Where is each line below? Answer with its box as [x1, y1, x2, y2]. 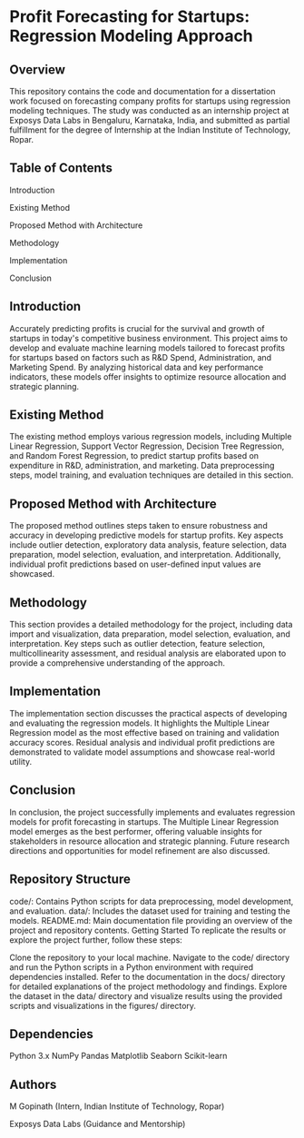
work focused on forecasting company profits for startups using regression [9, 95, 290, 106]
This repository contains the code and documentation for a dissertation [9, 86, 276, 96]
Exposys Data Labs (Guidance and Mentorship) [9, 1119, 186, 1130]
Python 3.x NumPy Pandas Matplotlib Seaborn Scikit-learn [9, 1051, 228, 1062]
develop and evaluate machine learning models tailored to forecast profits [9, 342, 286, 353]
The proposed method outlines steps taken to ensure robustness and [9, 520, 268, 531]
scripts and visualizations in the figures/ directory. [9, 1000, 197, 1011]
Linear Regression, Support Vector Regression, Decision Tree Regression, [9, 440, 285, 451]
